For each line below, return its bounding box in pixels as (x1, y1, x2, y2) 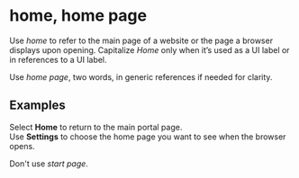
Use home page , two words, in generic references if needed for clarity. (9, 71, 273, 82)
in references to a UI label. (9, 54, 107, 65)
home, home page (9, 5, 147, 26)
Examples (9, 98, 66, 113)
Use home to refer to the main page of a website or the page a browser (9, 35, 273, 46)
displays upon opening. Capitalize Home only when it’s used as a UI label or (9, 44, 290, 55)
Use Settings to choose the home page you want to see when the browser (9, 131, 286, 142)
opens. (9, 140, 35, 151)
